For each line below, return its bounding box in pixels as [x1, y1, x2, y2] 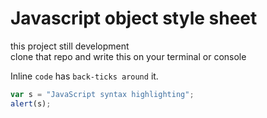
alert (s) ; [10, 98, 52, 109]
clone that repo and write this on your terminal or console [10, 50, 247, 62]
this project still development [10, 40, 130, 52]
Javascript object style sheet [10, 7, 258, 30]
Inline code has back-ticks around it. [10, 70, 159, 82]
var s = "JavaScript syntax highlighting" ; [10, 89, 195, 99]
